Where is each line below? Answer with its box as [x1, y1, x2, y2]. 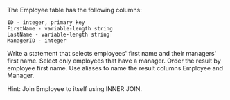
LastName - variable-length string [7, 31, 110, 38]
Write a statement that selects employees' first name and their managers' [7, 50, 217, 57]
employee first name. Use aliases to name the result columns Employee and [7, 64, 224, 72]
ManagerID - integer [7, 37, 67, 44]
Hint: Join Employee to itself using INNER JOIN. [7, 85, 143, 92]
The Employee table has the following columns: [7, 6, 142, 14]
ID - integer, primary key [7, 19, 85, 26]
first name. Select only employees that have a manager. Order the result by [7, 57, 222, 65]
